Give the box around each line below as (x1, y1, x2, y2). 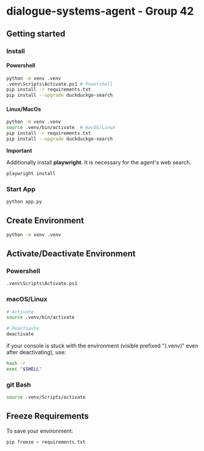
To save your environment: (6, 427, 73, 435)
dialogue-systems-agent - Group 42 (6, 4, 194, 18)
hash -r (6, 360, 26, 366)
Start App (6, 184, 35, 193)
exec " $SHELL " (6, 366, 43, 372)
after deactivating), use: (6, 349, 66, 355)
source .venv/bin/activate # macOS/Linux (6, 125, 116, 131)
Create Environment (6, 215, 84, 226)
